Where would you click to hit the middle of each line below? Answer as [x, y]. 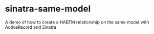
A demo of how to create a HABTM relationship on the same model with [77, 22]
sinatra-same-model [48, 9]
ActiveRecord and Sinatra [31, 27]
